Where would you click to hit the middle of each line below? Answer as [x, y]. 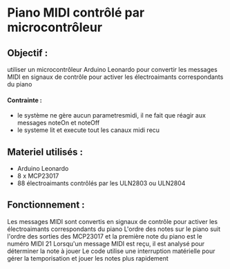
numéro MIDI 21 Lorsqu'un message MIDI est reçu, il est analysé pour [106, 243]
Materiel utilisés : [45, 152]
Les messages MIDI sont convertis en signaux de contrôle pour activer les [113, 221]
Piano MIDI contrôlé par [76, 13]
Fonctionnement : [46, 205]
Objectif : [28, 53]
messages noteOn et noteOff [58, 123]
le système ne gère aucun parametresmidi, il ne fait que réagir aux [111, 115]
